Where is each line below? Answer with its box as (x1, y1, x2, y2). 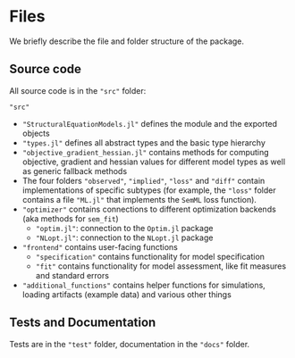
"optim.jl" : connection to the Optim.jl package (35, 222, 214, 233)
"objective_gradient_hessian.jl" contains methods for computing (21, 146, 270, 157)
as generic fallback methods (21, 165, 128, 176)
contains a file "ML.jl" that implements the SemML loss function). (21, 194, 257, 204)
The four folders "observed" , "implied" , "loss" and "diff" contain (21, 175, 265, 186)
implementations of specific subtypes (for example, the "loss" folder (21, 185, 276, 196)
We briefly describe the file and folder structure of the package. (9, 36, 244, 46)
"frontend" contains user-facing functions (21, 241, 179, 252)
